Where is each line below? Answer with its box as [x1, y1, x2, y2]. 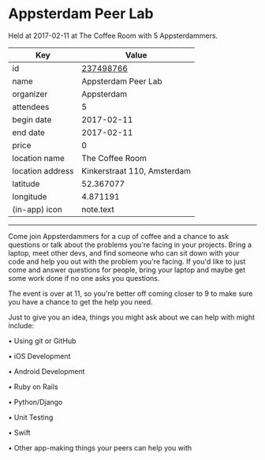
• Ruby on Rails [8, 382, 58, 391]
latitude [12, 178, 40, 189]
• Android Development [8, 366, 85, 376]
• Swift [8, 428, 31, 437]
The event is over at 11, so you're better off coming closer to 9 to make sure [8, 289, 254, 298]
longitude [12, 191, 47, 202]
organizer [12, 88, 48, 99]
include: [8, 320, 35, 330]
